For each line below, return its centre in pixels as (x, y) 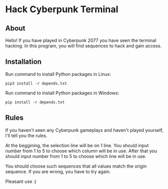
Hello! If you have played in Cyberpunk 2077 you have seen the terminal (81, 40)
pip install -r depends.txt (35, 102)
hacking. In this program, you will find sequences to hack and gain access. (83, 46)
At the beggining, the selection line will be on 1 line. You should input (77, 145)
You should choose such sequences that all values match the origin (76, 166)
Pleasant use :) (21, 181)
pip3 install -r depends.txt (36, 83)
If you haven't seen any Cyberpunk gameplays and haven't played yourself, (85, 130)
